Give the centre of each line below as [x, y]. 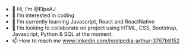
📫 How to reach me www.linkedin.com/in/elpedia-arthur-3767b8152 [96, 41]
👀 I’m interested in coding [43, 15]
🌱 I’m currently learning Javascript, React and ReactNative [83, 21]
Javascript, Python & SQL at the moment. [62, 34]
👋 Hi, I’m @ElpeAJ [34, 9]
